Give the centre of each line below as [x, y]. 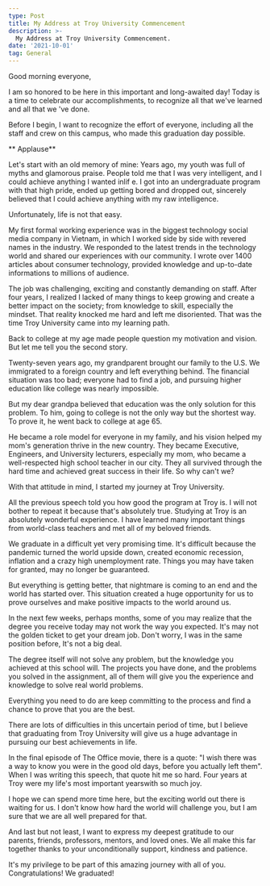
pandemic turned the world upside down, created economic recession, [126, 552]
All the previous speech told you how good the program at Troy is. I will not [133, 502]
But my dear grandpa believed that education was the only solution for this [132, 404]
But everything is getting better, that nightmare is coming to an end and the [133, 585]
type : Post [27, 16]
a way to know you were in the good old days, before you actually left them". [135, 766]
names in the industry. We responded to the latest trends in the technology [132, 247]
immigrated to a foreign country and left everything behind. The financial [129, 371]
